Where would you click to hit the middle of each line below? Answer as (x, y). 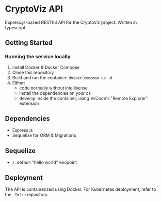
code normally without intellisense (54, 88)
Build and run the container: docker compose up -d (62, 77)
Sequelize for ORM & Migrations (44, 135)
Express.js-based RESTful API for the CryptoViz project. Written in (71, 22)
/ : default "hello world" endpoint (44, 162)
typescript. (16, 27)
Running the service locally (38, 57)
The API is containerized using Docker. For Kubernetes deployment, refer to (80, 189)
